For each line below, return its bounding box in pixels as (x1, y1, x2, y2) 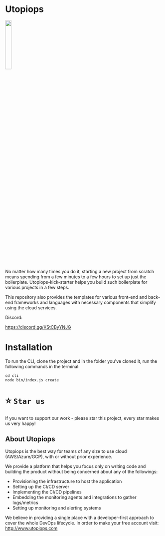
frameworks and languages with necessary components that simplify (14, 299, 156, 305)
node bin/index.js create (5, 377, 59, 382)
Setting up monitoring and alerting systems (12, 504, 101, 511)
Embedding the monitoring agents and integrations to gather (12, 494, 137, 500)
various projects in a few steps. (5, 284, 70, 290)
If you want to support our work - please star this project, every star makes (5, 415, 160, 421)
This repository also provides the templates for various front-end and (5, 294, 147, 300)
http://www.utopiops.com (5, 525, 58, 531)
